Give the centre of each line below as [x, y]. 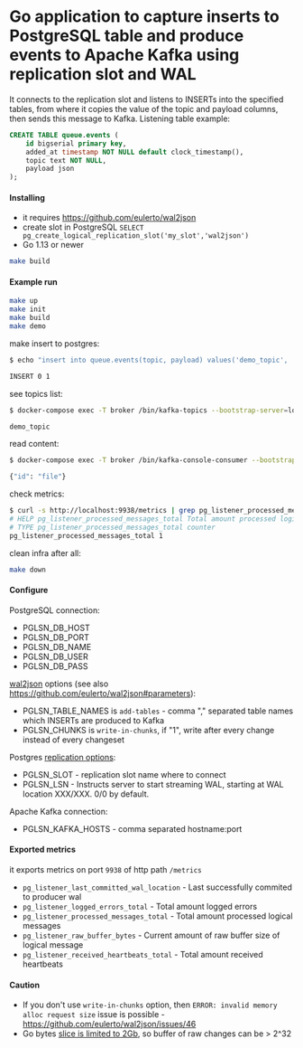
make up [24, 301]
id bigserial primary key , [76, 143]
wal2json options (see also [59, 684]
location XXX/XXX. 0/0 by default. [86, 794]
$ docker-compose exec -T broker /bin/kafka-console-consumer [129, 460]
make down [28, 570]
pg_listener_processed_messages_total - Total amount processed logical [157, 916]
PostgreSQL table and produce [127, 36]
